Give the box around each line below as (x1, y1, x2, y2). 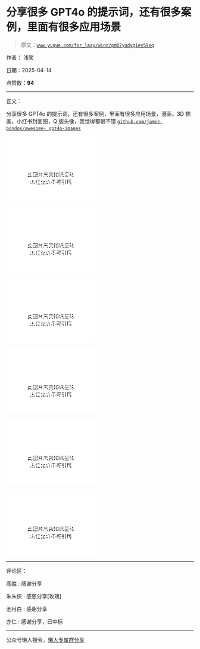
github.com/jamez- (117, 119, 163, 125)
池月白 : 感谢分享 (6, 605, 48, 612)
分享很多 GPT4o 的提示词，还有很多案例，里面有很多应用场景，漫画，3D (6, 110, 185, 117)
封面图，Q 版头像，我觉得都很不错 (32, 118, 116, 125)
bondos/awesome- (6, 125, 46, 131)
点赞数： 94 (6, 79, 35, 86)
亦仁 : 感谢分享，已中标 (6, 618, 63, 625)
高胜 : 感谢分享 (6, 580, 42, 587)
